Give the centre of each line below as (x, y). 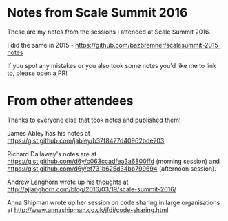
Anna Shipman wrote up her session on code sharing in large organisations (114, 202)
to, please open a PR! (37, 73)
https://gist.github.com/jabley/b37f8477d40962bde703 (86, 140)
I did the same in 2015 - (41, 45)
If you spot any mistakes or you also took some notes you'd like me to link (112, 65)
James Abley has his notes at (49, 133)
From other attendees (70, 101)
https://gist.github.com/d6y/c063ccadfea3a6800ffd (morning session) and (114, 161)
